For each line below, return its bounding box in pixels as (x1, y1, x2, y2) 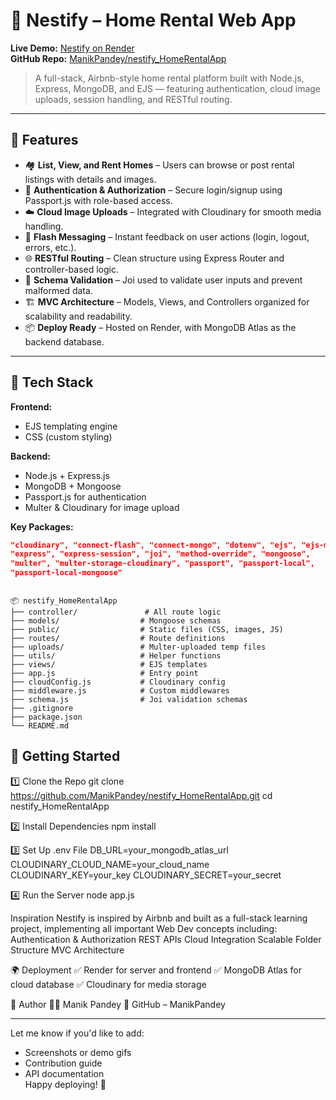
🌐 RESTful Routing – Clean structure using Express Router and (24, 252, 285, 264)
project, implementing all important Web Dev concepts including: (10, 922, 278, 934)
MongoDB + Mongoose (24, 480, 122, 492)
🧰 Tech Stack (10, 374, 94, 391)
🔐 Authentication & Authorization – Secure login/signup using (24, 184, 283, 196)
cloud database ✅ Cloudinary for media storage (10, 978, 207, 990)
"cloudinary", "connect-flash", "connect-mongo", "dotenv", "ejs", (10, 540, 298, 550)
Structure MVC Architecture (10, 944, 125, 956)
